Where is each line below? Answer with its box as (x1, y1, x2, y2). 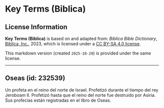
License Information (5, 23, 67, 31)
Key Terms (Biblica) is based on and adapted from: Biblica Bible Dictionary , (5, 36, 158, 41)
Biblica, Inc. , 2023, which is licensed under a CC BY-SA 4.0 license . (5, 41, 141, 47)
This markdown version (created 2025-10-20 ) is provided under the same (5, 50, 151, 56)
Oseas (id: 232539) (5, 74, 65, 82)
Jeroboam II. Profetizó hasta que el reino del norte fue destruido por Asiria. (5, 92, 156, 98)
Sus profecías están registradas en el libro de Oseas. (5, 97, 111, 103)
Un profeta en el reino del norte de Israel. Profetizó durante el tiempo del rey (5, 87, 159, 93)
